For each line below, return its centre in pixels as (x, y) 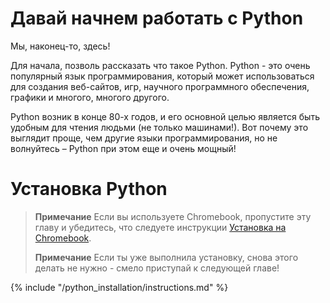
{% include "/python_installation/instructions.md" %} (119, 287)
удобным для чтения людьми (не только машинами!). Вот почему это (159, 127)
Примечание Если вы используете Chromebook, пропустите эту (173, 216)
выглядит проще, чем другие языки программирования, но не (144, 138)
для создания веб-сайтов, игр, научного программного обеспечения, (160, 86)
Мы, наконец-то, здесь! (60, 46)
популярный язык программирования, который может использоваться (162, 76)
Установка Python (89, 189)
